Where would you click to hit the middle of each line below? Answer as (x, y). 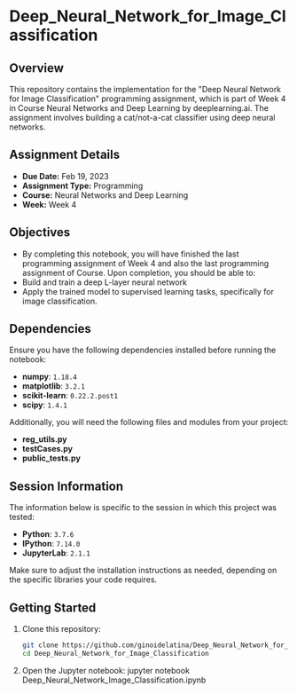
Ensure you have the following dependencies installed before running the (143, 350)
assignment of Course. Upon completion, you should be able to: (139, 272)
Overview (37, 68)
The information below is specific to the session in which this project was (143, 508)
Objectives (40, 233)
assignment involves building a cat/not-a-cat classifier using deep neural (142, 118)
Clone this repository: (61, 629)
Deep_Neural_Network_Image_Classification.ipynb (114, 680)
